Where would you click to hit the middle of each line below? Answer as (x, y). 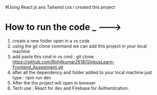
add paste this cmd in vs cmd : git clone (53, 56)
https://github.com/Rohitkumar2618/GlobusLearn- (63, 62)
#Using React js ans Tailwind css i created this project (60, 7)
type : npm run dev (32, 77)
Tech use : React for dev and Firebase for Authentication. (71, 88)
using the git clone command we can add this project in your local (79, 46)
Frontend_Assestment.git (38, 67)
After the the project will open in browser (54, 83)
